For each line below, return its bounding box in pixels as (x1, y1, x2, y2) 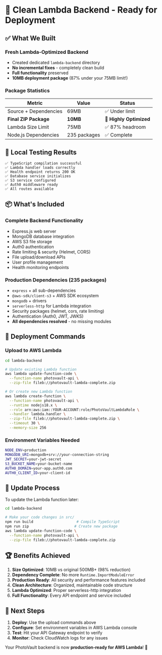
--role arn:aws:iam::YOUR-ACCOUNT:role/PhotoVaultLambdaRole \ (9, 407, 139, 412)
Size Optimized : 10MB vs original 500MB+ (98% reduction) (12, 567, 131, 572)
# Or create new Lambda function (5, 389, 73, 394)
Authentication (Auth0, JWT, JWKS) (12, 313, 84, 319)
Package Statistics (5, 87, 50, 94)
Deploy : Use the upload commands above (12, 620, 96, 625)
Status (119, 100, 135, 106)
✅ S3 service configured (5, 178, 56, 183)
